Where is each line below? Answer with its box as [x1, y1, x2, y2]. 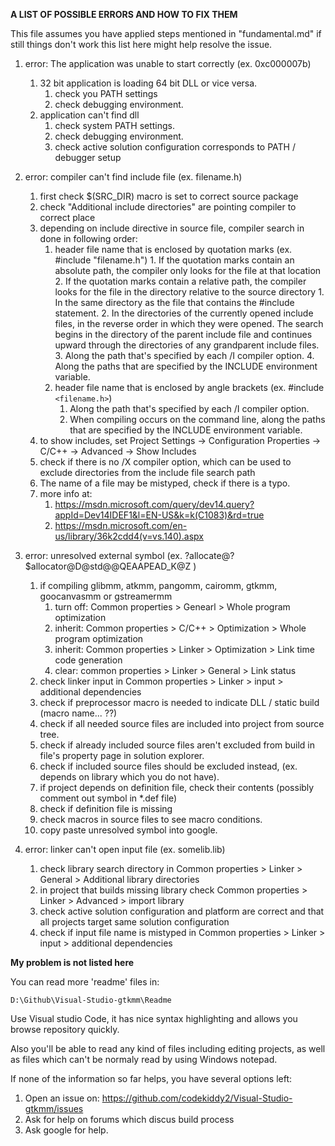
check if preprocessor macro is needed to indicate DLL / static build [39, 697, 320, 708]
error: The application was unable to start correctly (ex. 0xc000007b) [24, 58, 312, 69]
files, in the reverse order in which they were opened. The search [54, 318, 324, 329]
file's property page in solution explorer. [39, 750, 205, 761]
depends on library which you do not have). [39, 771, 220, 783]
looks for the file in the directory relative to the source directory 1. [54, 286, 325, 298]
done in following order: [39, 233, 138, 244]
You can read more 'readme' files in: [10, 976, 160, 988]
